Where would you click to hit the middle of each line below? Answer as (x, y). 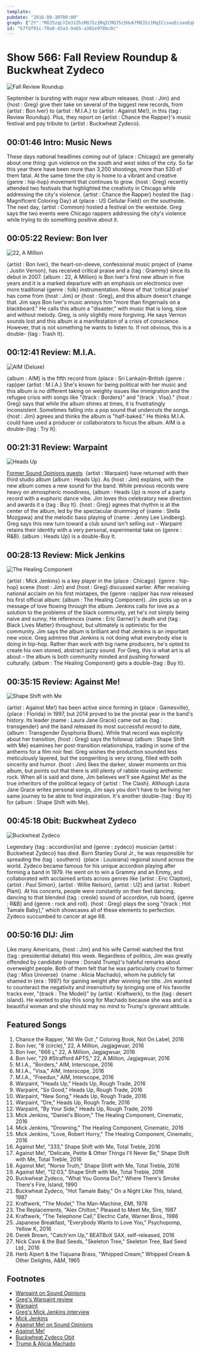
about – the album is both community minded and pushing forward (88, 657)
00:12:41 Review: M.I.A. (52, 352)
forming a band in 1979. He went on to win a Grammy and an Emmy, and (95, 872)
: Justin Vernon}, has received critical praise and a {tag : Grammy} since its (99, 270)
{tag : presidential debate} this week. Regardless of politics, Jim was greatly (99, 955)
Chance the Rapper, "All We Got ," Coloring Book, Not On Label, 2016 (100, 1039)
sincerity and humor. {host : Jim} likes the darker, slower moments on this (97, 764)
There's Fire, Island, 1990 (46, 1184)
